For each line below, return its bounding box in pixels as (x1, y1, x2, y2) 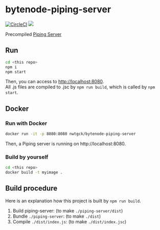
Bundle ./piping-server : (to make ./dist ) (12, 213, 101, 219)
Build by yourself (5, 153, 49, 160)
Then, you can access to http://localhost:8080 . (5, 79, 104, 85)
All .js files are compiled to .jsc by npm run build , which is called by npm (5, 84, 155, 90)
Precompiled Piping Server (5, 31, 62, 37)
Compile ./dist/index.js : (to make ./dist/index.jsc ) (12, 218, 127, 224)
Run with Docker (5, 120, 48, 127)
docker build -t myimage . (5, 170, 63, 175)
